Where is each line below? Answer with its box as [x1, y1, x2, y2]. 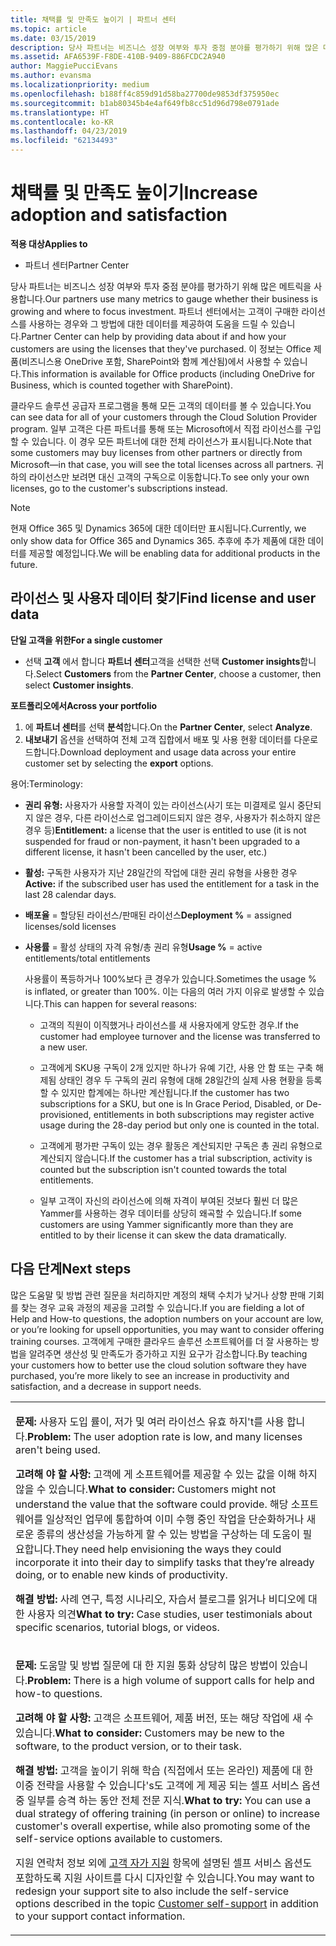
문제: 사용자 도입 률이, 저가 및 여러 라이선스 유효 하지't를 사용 [15, 1414, 285, 1428]
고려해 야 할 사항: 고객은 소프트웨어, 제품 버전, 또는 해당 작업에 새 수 [15, 1711, 314, 1725]
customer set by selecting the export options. [24, 757, 214, 769]
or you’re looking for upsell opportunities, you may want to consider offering [10, 1323, 325, 1335]
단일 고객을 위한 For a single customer [10, 634, 163, 646]
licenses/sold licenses [24, 920, 117, 932]
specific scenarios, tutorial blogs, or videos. [15, 1620, 220, 1634]
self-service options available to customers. [15, 1831, 223, 1845]
